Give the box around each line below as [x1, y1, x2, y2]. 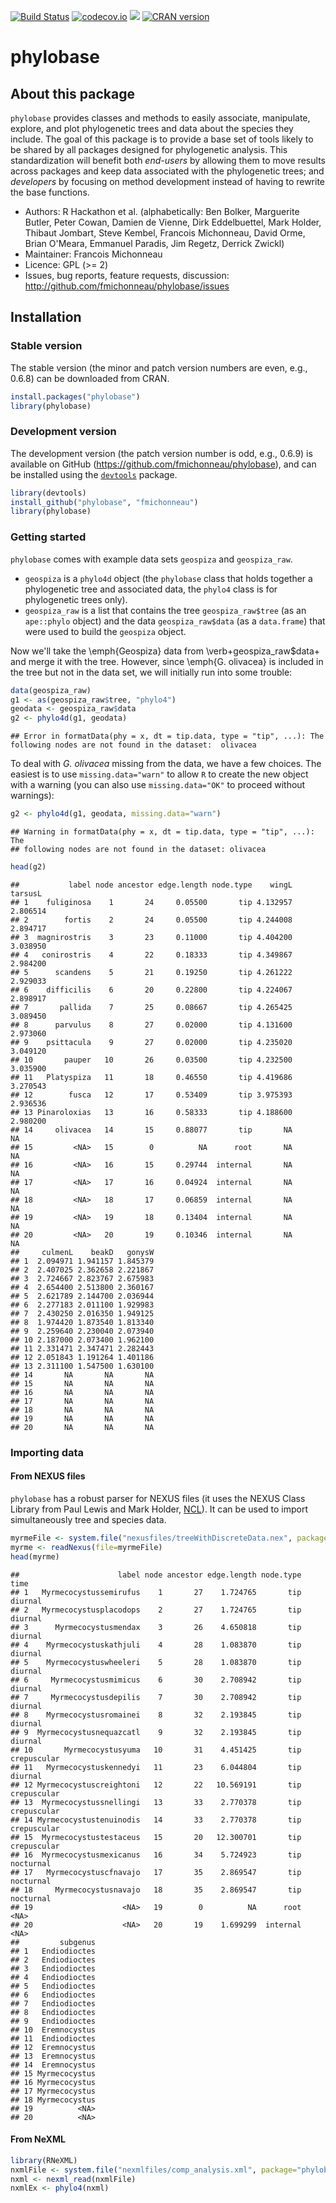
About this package [10, 85, 135, 102]
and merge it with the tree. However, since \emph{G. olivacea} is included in [10, 655, 324, 667]
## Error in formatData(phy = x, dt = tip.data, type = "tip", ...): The [10, 731, 325, 742]
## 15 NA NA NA [10, 1378, 155, 1389]
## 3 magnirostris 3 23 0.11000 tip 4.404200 [10, 932, 293, 942]
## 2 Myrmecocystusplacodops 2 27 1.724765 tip [10, 1605, 302, 1615]
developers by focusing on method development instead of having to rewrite [10, 176, 326, 187]
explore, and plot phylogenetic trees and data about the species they [10, 123, 294, 134]
